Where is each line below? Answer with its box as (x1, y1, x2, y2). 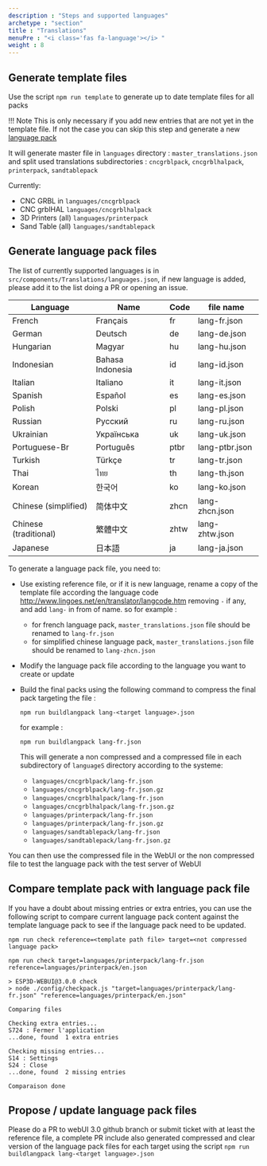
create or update (19, 669, 75, 678)
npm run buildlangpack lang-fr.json (19, 738, 141, 746)
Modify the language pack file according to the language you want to (19, 661, 246, 670)
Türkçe (95, 454, 122, 465)
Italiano (95, 376, 123, 387)
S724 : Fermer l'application (8, 1026, 105, 1034)
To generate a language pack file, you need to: (8, 563, 161, 573)
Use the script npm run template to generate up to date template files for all (8, 92, 254, 101)
